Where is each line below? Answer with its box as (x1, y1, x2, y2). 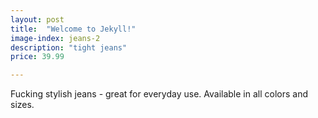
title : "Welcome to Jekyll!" (10, 24, 137, 34)
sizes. (10, 99, 35, 111)
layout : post (10, 14, 65, 25)
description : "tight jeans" (10, 42, 128, 53)
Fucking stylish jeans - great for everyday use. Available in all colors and (10, 88, 309, 100)
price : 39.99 (10, 52, 65, 62)
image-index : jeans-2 (10, 33, 101, 43)
